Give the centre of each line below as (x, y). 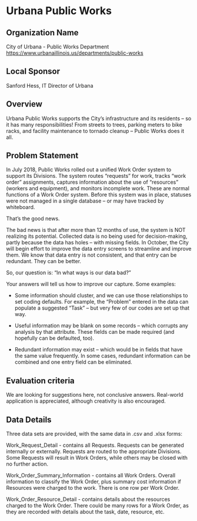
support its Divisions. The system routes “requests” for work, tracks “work (96, 176)
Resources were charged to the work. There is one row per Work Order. (93, 488)
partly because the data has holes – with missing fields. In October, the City (98, 243)
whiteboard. (21, 207)
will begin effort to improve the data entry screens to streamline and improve (99, 249)
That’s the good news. (33, 218)
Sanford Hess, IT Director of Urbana (50, 85)
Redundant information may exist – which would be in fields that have (98, 350)
